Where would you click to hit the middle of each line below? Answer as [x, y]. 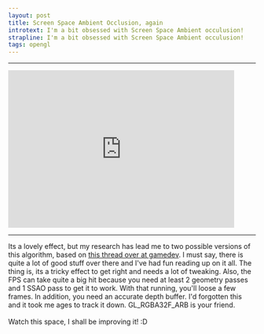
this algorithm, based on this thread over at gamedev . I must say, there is [126, 255]
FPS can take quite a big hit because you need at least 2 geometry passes [128, 280]
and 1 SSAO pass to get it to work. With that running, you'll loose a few [122, 288]
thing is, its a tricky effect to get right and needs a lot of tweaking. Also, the [130, 272]
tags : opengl [29, 45]
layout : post [29, 15]
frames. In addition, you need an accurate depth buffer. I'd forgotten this [125, 297]
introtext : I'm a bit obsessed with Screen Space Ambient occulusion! [126, 30]
